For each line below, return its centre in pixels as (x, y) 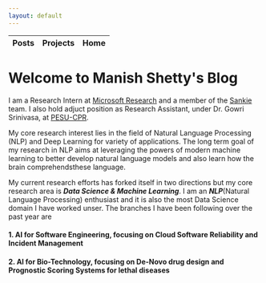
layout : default (35, 16)
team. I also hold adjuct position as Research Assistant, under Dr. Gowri (126, 108)
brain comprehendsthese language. (67, 167)
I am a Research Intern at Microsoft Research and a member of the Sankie (130, 100)
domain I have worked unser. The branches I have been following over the (131, 208)
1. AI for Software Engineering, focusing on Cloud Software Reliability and (133, 235)
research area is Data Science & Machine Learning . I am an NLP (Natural (129, 191)
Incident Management (46, 243)
